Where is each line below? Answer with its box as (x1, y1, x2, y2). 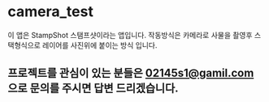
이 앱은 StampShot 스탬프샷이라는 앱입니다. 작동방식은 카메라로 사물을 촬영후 (7, 30, 253, 40)
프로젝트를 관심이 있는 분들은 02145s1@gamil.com (7, 66, 254, 80)
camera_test (7, 2, 94, 21)
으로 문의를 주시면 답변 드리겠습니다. (7, 82, 180, 96)
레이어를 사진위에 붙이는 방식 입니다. (42, 40, 158, 50)
